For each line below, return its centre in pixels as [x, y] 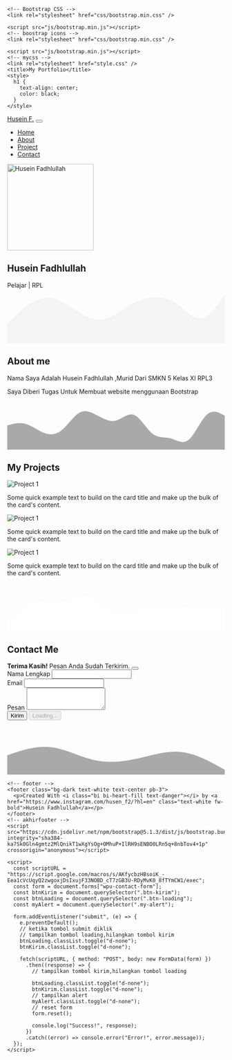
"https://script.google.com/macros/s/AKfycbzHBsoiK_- [86, 875]
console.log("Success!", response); [85, 1026]
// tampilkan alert [60, 996]
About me [29, 361]
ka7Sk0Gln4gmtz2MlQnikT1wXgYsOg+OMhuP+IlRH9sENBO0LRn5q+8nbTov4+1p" [108, 844]
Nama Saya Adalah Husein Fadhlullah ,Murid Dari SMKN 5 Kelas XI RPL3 [110, 378]
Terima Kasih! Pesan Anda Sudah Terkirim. [69, 666]
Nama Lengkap [29, 674]
